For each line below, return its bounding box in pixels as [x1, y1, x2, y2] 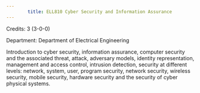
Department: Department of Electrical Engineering [6, 36, 130, 44]
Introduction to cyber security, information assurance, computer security [6, 48, 185, 55]
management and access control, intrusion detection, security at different [6, 61, 187, 68]
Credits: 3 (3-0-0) [6, 25, 51, 32]
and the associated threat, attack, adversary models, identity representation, [6, 54, 195, 61]
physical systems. [6, 80, 51, 87]
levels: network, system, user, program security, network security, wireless [6, 67, 191, 75]
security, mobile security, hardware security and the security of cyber [6, 73, 178, 80]
